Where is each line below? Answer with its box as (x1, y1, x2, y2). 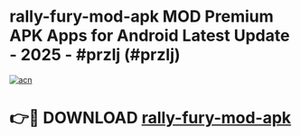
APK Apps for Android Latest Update (9, 25, 290, 46)
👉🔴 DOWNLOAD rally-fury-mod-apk (9, 108, 292, 128)
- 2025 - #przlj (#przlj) (9, 45, 181, 65)
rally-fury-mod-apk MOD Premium (9, 6, 274, 27)
